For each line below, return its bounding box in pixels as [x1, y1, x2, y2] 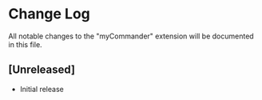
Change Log [8, 5, 90, 23]
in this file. [8, 39, 42, 49]
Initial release [19, 84, 64, 94]
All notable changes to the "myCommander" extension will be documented [8, 31, 254, 41]
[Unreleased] [8, 63, 76, 77]
